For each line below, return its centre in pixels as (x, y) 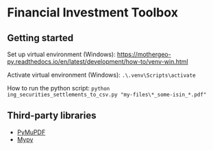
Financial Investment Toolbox (92, 13)
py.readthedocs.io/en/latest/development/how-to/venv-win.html (98, 62)
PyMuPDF (31, 132)
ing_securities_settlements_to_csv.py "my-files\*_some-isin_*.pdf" (107, 95)
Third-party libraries (52, 115)
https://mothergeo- (144, 54)
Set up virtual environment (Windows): (61, 54)
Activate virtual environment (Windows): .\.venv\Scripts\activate (102, 75)
